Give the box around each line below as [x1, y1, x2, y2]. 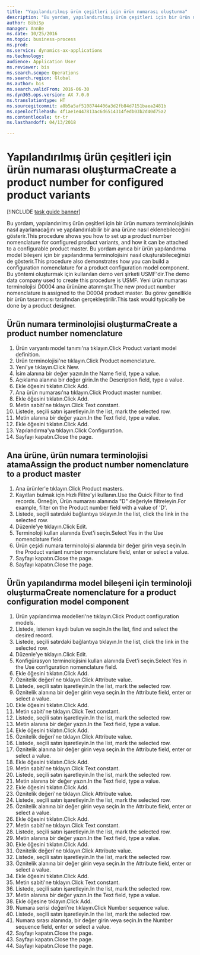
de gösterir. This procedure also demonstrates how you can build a [7, 258, 169, 265]
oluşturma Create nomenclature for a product [7, 588, 177, 598]
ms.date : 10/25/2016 [7, 31, 58, 37]
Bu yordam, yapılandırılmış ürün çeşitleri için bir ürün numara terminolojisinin [7, 220, 193, 227]
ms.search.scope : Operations [7, 70, 79, 76]
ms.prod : [7, 42, 28, 48]
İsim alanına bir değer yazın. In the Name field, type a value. [15, 370, 161, 377]
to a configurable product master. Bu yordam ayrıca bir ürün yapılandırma [7, 245, 186, 252]
